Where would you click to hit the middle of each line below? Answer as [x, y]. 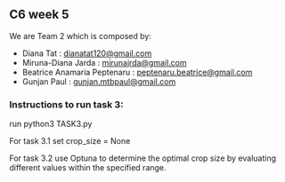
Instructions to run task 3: [66, 104]
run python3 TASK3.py [51, 124]
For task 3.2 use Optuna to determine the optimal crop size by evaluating [142, 158]
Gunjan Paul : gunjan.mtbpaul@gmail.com [99, 81]
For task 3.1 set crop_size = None [70, 141]
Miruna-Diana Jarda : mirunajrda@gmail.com [104, 62]
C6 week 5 [39, 15]
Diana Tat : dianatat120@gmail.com [87, 53]
